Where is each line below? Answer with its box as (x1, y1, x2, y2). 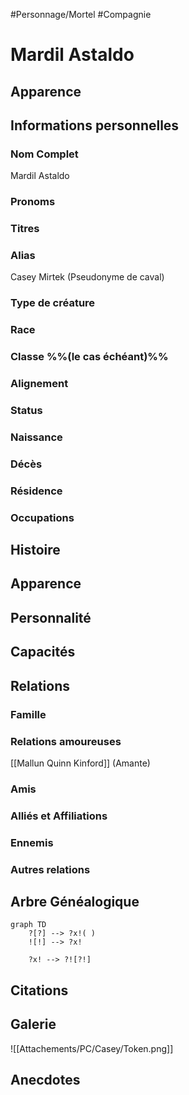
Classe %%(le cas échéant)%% (10, 350, 169, 364)
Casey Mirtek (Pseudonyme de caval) (10, 271, 165, 283)
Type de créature (10, 296, 96, 310)
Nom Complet (10, 147, 79, 161)
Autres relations (10, 862, 91, 876)
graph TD (10, 920, 47, 930)
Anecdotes (10, 1071, 81, 1088)
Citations (10, 982, 69, 999)
